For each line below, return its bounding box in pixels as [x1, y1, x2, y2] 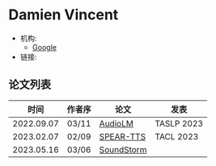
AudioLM [99, 118, 133, 129]
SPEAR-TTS [99, 131, 146, 142]
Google [32, 42, 57, 52]
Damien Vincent [8, 6, 119, 24]
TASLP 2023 [155, 118, 204, 129]
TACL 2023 [155, 131, 199, 142]
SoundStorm [99, 143, 147, 155]
